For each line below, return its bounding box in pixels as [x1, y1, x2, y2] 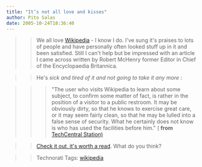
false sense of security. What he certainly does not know [51, 118, 194, 125]
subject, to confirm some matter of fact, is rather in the [51, 92, 189, 100]
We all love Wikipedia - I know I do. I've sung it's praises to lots [36, 37, 194, 44]
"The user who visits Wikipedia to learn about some [51, 86, 181, 93]
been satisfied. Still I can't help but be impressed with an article [36, 50, 195, 57]
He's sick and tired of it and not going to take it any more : [36, 74, 183, 82]
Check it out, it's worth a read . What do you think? [36, 143, 162, 150]
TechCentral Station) [51, 131, 103, 138]
